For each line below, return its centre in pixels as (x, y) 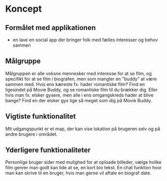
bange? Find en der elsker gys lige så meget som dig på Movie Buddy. (79, 100)
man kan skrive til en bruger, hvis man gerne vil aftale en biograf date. (78, 173)
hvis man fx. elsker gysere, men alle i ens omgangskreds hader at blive (79, 95)
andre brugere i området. (31, 134)
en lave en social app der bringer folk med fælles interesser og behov (85, 40)
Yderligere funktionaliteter (48, 150)
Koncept (24, 9)
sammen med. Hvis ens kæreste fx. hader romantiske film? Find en (75, 84)
